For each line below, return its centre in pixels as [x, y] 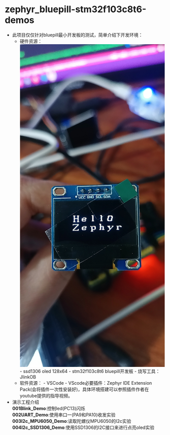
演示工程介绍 [25, 402]
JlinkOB [28, 377]
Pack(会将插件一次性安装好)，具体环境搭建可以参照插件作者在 [84, 389]
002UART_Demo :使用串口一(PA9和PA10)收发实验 [64, 415]
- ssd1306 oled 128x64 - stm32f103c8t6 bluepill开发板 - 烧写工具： [90, 371]
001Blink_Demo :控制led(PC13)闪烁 [49, 408]
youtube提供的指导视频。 [46, 395]
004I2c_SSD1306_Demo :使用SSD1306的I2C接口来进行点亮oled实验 [83, 427]
